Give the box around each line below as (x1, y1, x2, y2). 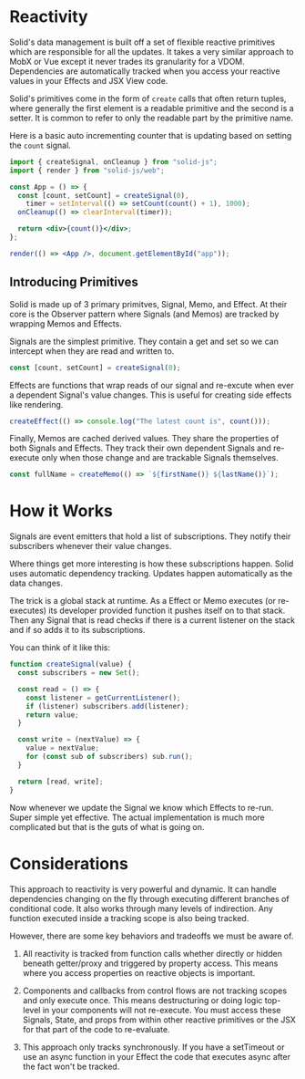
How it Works (9, 501, 114, 522)
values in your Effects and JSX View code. (9, 75, 168, 86)
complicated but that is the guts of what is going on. (9, 821, 205, 832)
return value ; (25, 710, 79, 720)
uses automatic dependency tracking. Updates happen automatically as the (9, 568, 293, 579)
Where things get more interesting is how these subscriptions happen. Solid (9, 558, 294, 569)
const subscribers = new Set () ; (17, 669, 141, 678)
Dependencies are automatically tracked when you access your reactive (9, 66, 280, 77)
